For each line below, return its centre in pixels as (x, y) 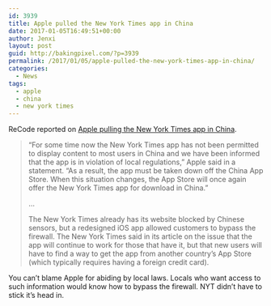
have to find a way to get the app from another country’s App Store (140, 254)
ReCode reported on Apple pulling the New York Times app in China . (123, 130)
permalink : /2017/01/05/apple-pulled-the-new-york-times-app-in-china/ (131, 62)
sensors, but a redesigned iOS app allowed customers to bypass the (142, 228)
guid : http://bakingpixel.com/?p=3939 (74, 53)
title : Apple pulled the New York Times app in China (101, 23)
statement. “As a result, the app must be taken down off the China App (146, 171)
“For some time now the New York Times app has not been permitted (143, 145)
